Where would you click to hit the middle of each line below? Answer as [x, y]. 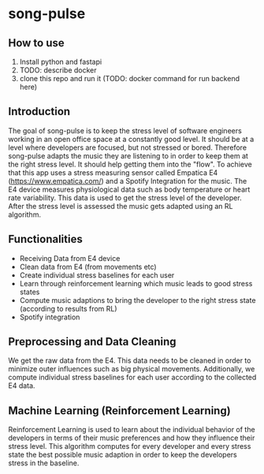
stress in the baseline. [44, 463]
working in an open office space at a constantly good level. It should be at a [131, 139]
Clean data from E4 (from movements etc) [88, 267]
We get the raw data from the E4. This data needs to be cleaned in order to [130, 360]
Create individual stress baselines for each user [97, 275]
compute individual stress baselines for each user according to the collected [132, 377]
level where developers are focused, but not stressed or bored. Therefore [127, 147]
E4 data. [22, 386]
